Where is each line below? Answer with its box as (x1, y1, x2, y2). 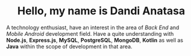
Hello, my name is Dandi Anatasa (17, 4, 186, 18)
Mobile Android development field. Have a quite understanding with (6, 30, 174, 37)
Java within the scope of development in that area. (6, 43, 133, 50)
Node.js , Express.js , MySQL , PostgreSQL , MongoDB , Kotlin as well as (6, 36, 184, 43)
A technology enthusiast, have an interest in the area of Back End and (6, 24, 180, 31)
